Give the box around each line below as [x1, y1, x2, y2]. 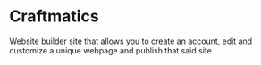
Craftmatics [9, 6, 100, 27]
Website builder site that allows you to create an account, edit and [9, 36, 253, 46]
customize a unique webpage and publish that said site [9, 45, 212, 55]
